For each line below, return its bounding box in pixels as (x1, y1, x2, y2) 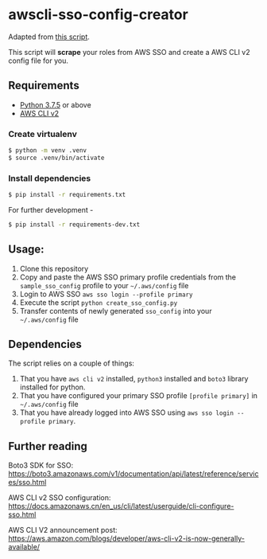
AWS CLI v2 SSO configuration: (8, 493, 111, 502)
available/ (8, 542, 41, 552)
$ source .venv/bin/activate (8, 154, 105, 162)
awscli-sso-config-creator (8, 6, 188, 24)
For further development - (8, 205, 94, 214)
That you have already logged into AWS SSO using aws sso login (19, 408, 234, 417)
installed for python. (19, 382, 86, 392)
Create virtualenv (8, 128, 78, 139)
